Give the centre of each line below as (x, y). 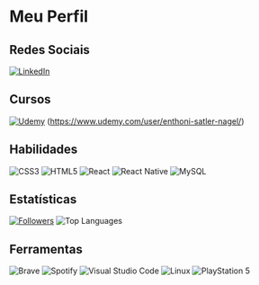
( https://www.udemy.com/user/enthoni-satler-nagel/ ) (146, 121)
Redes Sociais (49, 50)
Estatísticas (43, 200)
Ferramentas (46, 249)
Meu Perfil (49, 17)
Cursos (30, 99)
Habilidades (44, 150)
